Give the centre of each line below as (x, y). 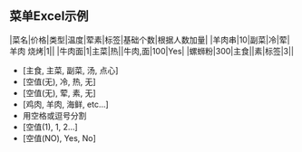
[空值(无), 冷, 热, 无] (59, 81)
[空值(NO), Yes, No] (59, 138)
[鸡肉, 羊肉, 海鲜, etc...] (65, 104)
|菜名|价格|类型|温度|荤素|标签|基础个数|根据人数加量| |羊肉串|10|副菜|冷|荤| (150, 40)
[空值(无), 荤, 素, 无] (59, 92)
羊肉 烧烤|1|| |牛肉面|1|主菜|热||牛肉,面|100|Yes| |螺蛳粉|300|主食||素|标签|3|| (152, 51)
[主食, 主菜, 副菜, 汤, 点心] (70, 70)
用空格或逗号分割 (54, 115)
